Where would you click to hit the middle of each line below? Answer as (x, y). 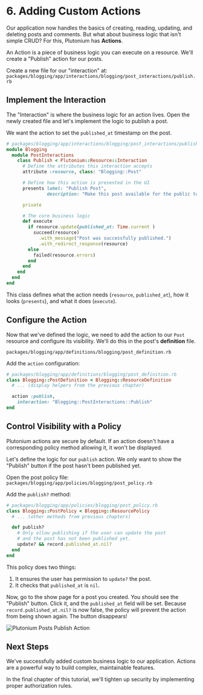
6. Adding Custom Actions (73, 11)
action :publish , (34, 397)
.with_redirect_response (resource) (83, 244)
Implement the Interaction (56, 100)
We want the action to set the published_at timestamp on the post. (89, 133)
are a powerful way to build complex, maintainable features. (81, 668)
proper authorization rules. (39, 686)
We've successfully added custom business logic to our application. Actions (101, 661)
